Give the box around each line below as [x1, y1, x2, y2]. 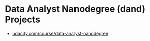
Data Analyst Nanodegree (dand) [5, 3, 146, 15]
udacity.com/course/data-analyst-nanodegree [12, 30, 109, 36]
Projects [5, 14, 41, 25]
